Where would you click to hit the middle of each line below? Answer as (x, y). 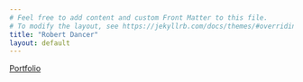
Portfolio (25, 68)
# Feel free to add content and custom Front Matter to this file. (139, 18)
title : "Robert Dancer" (54, 34)
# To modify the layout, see (64, 26)
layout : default (40, 43)
